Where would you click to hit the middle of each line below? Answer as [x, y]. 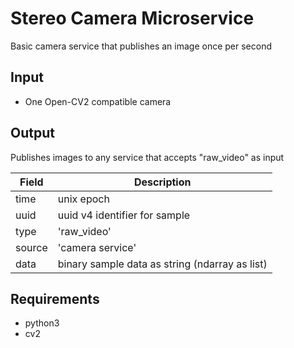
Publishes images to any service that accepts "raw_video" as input [147, 157]
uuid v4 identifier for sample [124, 215]
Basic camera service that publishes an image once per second [141, 46]
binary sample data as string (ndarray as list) [162, 264]
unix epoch [83, 199]
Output [32, 133]
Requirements [55, 298]
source [31, 247]
